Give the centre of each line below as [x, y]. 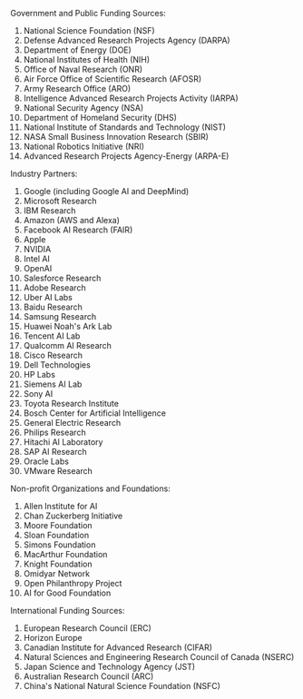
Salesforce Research [62, 278]
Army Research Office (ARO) [77, 89]
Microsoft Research [60, 201]
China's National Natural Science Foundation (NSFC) [122, 686]
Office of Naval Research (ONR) [83, 69]
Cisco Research [53, 355]
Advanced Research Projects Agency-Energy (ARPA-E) [126, 156]
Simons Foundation [59, 545]
